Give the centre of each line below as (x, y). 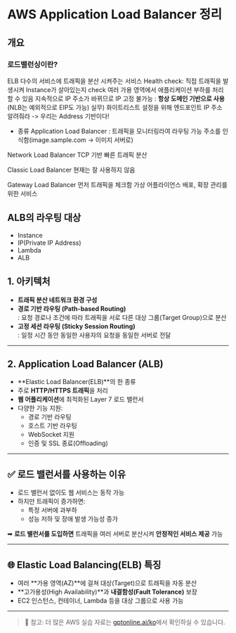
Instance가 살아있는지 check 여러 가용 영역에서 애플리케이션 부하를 (118, 89)
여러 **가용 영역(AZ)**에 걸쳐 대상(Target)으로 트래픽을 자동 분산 (107, 583)
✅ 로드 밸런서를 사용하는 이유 (67, 474)
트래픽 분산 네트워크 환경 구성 (57, 300)
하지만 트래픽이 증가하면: (51, 501)
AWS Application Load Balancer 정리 (115, 14)
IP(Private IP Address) (50, 243)
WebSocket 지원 (51, 435)
